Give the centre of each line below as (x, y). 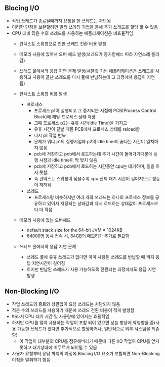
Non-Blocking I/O (32, 291)
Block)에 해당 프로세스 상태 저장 (65, 116)
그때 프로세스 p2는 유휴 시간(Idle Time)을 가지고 (81, 123)
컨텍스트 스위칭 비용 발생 (43, 94)
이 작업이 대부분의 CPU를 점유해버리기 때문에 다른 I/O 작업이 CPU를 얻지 (89, 341)
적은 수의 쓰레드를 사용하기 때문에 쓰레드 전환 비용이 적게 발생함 (73, 310)
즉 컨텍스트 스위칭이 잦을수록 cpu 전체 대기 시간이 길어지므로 (92, 178)
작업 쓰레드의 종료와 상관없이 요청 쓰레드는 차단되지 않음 (66, 304)
